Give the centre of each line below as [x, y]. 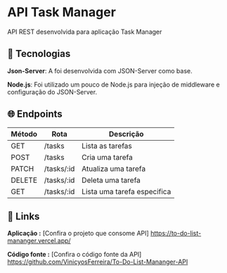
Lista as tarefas [107, 146]
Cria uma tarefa [108, 157]
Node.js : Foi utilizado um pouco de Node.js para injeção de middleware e [113, 84]
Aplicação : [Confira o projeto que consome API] [78, 234]
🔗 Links [24, 216]
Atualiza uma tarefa [114, 168]
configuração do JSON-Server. [52, 91]
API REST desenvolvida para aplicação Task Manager [85, 32]
